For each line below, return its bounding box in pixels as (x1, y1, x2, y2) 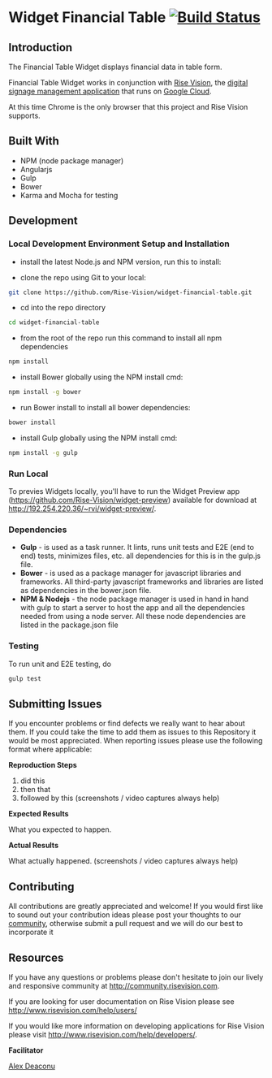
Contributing (8, 880, 75, 894)
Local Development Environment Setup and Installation (8, 238, 230, 249)
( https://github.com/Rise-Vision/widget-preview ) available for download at (8, 496, 257, 505)
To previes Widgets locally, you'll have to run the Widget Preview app (8, 487, 240, 496)
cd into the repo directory (19, 303, 106, 313)
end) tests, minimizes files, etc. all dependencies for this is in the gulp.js (19, 551, 261, 561)
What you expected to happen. (8, 825, 112, 834)
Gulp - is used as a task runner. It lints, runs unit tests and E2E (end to (19, 543, 254, 552)
